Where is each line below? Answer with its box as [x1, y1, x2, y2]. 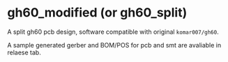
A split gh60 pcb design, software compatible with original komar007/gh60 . [7, 28, 219, 36]
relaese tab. [7, 48, 42, 56]
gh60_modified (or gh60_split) [7, 5, 188, 21]
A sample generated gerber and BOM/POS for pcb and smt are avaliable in [7, 41, 222, 49]
